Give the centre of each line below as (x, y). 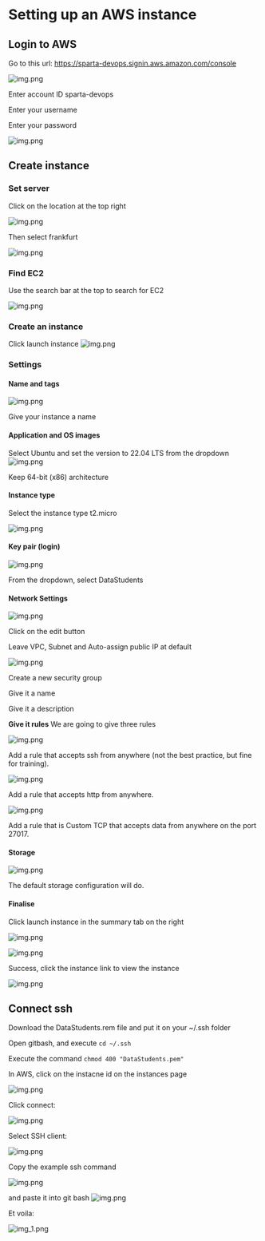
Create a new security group (55, 678)
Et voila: (21, 1213)
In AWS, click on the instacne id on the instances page (98, 1074)
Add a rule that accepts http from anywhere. (81, 795)
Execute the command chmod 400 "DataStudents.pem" (96, 1059)
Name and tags (34, 383)
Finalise (22, 904)
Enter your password (43, 125)
